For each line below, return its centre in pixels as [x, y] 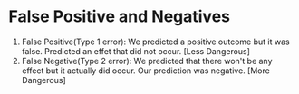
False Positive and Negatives [120, 17]
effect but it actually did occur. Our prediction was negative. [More [146, 70]
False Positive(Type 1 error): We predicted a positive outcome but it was [156, 42]
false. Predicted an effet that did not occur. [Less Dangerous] [136, 51]
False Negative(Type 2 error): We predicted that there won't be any [147, 61]
